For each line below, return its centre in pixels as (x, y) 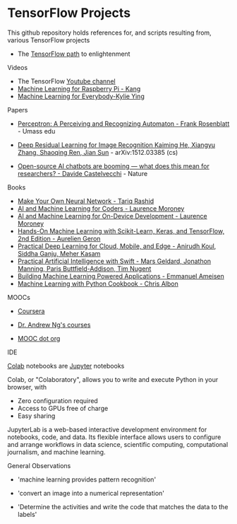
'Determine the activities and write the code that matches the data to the (123, 506)
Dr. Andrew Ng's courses (54, 325)
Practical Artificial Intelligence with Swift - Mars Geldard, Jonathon (114, 261)
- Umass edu (36, 131)
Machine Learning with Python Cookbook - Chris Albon (98, 284)
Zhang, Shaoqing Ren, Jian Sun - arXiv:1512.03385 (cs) (98, 152)
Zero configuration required (58, 400)
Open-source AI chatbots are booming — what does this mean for (113, 166)
